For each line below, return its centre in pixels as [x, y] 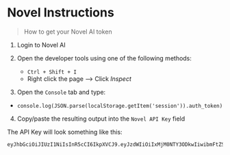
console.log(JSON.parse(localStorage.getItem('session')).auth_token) [120, 106]
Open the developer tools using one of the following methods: [104, 58]
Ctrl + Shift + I [52, 72]
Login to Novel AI [41, 45]
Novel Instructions [61, 13]
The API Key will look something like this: [65, 132]
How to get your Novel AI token [68, 32]
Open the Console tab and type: [61, 92]
